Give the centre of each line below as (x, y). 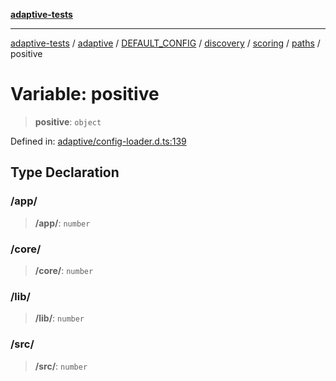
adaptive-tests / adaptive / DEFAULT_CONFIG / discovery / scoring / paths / (165, 43)
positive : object (68, 121)
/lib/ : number (59, 318)
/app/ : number (62, 223)
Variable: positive (85, 94)
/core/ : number (64, 270)
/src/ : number (61, 366)
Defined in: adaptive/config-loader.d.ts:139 (98, 141)
